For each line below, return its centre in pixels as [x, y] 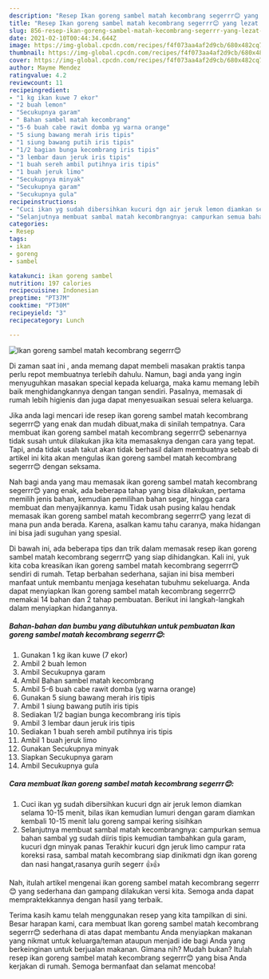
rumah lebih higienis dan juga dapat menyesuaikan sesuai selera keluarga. [131, 399]
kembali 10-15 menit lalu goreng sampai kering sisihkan [111, 821]
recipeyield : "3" [38, 313]
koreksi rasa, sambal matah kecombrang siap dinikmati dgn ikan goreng [139, 855]
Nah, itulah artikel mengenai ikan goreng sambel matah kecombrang [121, 882]
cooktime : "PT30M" [40, 306]
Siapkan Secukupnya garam [67, 756]
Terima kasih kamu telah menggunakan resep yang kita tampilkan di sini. [129, 915]
